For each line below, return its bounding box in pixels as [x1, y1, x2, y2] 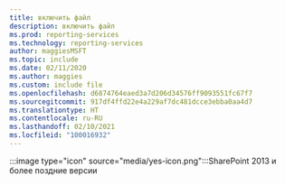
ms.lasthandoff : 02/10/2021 [9, 123, 116, 132]
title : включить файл [9, 13, 91, 23]
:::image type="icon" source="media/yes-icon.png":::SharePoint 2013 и [9, 155, 277, 166]
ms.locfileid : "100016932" [9, 131, 111, 140]
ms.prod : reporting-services [9, 30, 119, 39]
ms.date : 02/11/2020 [9, 64, 88, 73]
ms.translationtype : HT [9, 106, 100, 115]
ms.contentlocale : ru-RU [9, 114, 103, 123]
